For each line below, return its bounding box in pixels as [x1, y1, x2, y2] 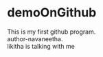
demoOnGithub [7, 5, 97, 21]
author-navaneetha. [7, 34, 63, 43]
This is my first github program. [7, 27, 96, 36]
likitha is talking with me [7, 42, 76, 50]
